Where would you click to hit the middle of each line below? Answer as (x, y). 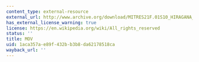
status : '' (20, 34)
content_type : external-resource (47, 12)
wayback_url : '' (26, 50)
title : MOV (20, 39)
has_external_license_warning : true (51, 22)
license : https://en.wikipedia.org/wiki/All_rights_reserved (83, 28)
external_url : (24, 17)
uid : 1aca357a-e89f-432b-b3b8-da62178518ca (61, 45)
